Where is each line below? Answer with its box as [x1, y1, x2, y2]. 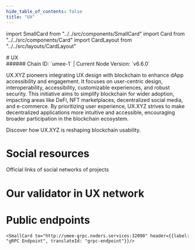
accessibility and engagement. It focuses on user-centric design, [6, 77, 163, 85]
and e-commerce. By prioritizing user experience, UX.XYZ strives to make [6, 102, 185, 109]
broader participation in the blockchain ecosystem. [6, 115, 129, 122]
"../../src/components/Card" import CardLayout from [6, 36, 132, 43]
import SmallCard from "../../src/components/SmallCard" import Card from [6, 30, 185, 37]
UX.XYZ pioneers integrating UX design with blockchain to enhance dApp [6, 71, 184, 78]
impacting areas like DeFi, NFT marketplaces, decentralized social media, [6, 96, 183, 103]
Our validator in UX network [6, 187, 145, 200]
